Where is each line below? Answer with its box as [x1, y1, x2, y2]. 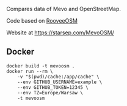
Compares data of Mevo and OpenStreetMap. [6, 6, 121, 12]
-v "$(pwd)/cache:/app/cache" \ [17, 74, 100, 80]
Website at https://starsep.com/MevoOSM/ [6, 29, 114, 36]
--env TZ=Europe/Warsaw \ [17, 89, 84, 96]
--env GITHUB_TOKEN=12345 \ [17, 84, 89, 91]
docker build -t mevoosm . [6, 62, 75, 69]
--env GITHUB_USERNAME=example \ [17, 79, 103, 85]
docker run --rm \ [6, 68, 53, 74]
